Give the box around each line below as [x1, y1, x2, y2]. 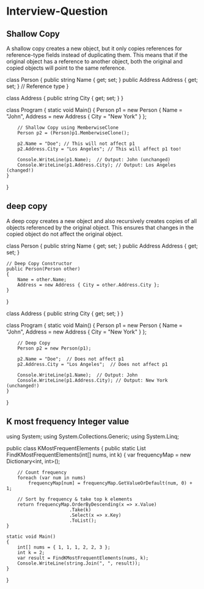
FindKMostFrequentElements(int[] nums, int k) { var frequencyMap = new [6, 451, 191, 458]
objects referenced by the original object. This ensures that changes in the [6, 224, 194, 231]
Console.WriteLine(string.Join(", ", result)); [17, 560, 140, 566]
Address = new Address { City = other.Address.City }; [17, 282, 160, 288]
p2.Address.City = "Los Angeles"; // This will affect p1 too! [17, 146, 182, 152]
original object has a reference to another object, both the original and [6, 58, 183, 65]
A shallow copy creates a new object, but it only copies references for [6, 45, 183, 52]
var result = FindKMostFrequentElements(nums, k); [17, 555, 149, 561]
